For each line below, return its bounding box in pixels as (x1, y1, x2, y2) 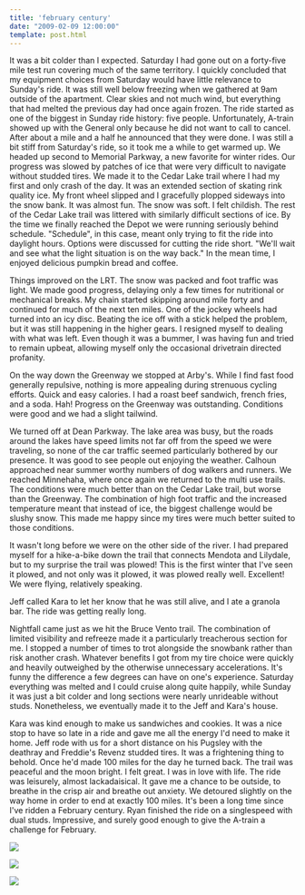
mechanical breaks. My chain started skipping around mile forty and (9, 294, 265, 305)
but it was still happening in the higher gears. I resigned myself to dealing (9, 323, 284, 334)
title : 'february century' (9, 13, 112, 23)
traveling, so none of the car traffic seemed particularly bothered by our (9, 446, 279, 457)
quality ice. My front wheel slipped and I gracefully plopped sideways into (9, 190, 286, 201)
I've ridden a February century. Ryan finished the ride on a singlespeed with (9, 805, 293, 816)
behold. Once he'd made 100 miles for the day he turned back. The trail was (9, 757, 293, 768)
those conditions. (9, 523, 74, 534)
